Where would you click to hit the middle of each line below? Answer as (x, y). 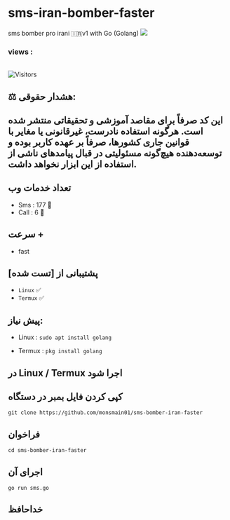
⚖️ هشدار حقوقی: (42, 96)
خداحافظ (26, 509)
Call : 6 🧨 (31, 212)
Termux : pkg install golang (60, 351)
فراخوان (24, 434)
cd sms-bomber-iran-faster (47, 451)
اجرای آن (25, 472)
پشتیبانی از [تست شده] (53, 274)
